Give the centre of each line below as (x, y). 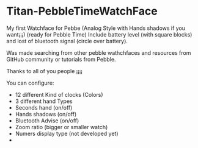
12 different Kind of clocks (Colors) (59, 94)
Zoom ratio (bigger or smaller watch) (61, 127)
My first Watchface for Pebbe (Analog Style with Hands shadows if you (96, 28)
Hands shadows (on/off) (46, 114)
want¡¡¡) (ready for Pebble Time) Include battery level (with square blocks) (99, 34)
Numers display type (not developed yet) (67, 133)
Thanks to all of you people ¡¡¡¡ (44, 71)
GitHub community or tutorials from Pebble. (61, 59)
